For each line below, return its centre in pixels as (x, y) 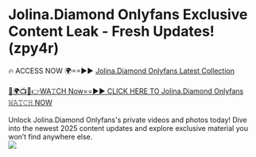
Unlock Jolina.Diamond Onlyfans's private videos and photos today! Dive (128, 120)
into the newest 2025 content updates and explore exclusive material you (128, 128)
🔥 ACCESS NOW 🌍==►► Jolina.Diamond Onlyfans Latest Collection (121, 71)
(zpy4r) (34, 48)
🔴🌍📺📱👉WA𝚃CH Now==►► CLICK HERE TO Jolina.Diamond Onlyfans (126, 91)
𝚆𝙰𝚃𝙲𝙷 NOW (31, 102)
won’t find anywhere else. (50, 136)
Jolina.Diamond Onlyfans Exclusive (128, 15)
